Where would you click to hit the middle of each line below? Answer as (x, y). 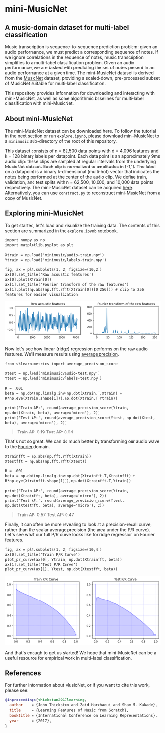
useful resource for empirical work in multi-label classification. (68, 658)
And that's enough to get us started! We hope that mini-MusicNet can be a (81, 652)
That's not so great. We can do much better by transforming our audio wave (82, 441)
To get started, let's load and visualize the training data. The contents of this (82, 225)
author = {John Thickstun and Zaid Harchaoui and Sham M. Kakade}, (83, 705)
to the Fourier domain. (28, 447)
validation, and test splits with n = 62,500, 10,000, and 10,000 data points (79, 182)
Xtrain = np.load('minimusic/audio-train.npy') (55, 255)
